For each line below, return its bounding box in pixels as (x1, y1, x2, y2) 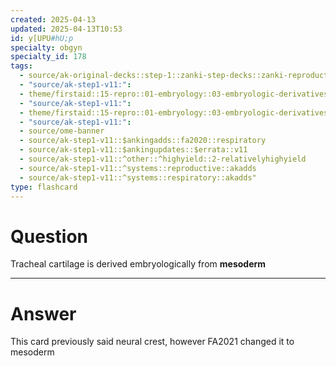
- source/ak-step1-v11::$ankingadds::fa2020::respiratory (19, 136, 267, 146)
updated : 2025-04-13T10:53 (10, 24, 123, 34)
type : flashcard (10, 182, 78, 192)
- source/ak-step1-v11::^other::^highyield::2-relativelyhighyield (19, 154, 307, 164)
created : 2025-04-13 (10, 14, 97, 25)
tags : (10, 61, 33, 71)
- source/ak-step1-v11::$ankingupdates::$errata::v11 (19, 145, 248, 155)
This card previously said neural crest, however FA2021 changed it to (10, 336, 295, 348)
